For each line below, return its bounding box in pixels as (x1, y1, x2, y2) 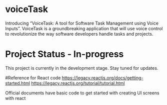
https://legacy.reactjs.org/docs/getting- (61, 74, 143, 81)
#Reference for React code (5, 74, 61, 81)
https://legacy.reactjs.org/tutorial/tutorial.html (31, 80, 125, 86)
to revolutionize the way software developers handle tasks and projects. (5, 31, 153, 37)
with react (5, 95, 26, 101)
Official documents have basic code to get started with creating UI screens (5, 89, 159, 96)
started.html (5, 80, 30, 86)
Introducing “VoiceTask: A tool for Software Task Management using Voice (5, 20, 159, 26)
